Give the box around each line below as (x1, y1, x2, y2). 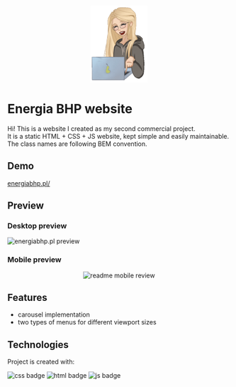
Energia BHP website (7, 101, 133, 117)
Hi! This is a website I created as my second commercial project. (7, 124, 196, 133)
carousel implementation (17, 310, 91, 319)
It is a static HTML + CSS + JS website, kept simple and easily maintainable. (7, 132, 230, 140)
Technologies (7, 339, 69, 351)
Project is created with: (7, 358, 75, 366)
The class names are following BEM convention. (7, 139, 147, 148)
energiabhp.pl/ (7, 179, 50, 187)
